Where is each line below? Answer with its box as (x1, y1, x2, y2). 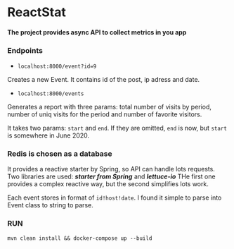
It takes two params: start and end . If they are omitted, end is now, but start (7, 124, 227, 133)
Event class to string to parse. (7, 201, 93, 209)
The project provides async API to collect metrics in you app (7, 28, 187, 36)
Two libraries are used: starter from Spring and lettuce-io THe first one (7, 172, 216, 181)
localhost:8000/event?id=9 (17, 63, 97, 71)
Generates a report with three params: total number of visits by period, (7, 103, 212, 111)
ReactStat (7, 4, 67, 20)
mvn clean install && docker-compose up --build (7, 234, 152, 242)
